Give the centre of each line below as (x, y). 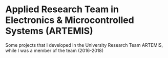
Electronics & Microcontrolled (70, 20)
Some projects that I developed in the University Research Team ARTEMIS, (84, 45)
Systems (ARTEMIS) (49, 31)
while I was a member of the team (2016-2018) (55, 50)
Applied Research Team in (62, 9)
